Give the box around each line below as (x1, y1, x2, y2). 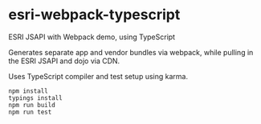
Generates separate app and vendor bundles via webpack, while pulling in (8, 47, 254, 57)
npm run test (8, 108, 52, 116)
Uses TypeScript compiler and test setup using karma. (8, 71, 189, 81)
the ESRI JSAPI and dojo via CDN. (8, 56, 120, 66)
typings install (8, 94, 63, 102)
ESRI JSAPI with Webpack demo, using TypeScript (8, 32, 175, 42)
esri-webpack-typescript (8, 6, 181, 24)
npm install (8, 86, 48, 95)
